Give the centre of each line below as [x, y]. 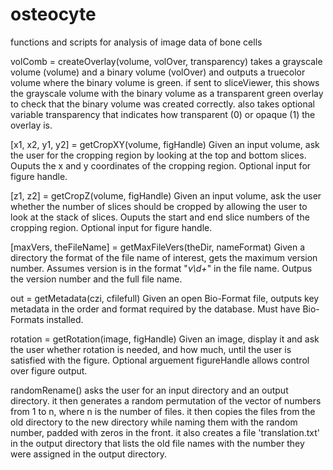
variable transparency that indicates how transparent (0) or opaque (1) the [163, 114]
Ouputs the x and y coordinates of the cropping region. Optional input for [161, 165]
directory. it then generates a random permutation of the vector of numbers [166, 400]
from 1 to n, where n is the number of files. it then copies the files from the [163, 411]
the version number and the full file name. [96, 279]
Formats [27, 319]
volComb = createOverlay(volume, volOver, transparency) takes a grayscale [166, 61]
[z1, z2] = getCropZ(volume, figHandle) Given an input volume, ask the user [166, 195]
